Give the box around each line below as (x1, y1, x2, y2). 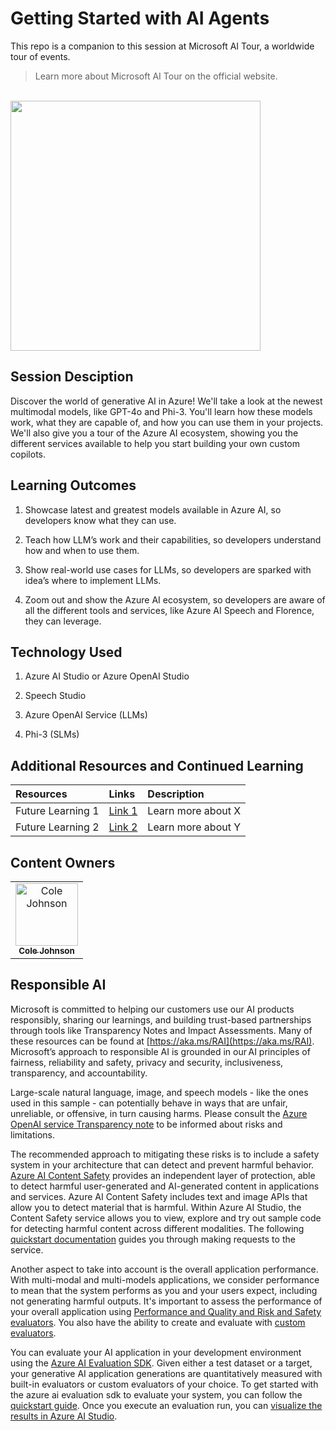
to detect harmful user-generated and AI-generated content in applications (10, 1180, 320, 1192)
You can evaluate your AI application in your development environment (10, 1346, 302, 1358)
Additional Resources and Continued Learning (10, 757, 304, 774)
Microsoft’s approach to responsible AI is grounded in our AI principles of (10, 1045, 311, 1057)
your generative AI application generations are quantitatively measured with (10, 1367, 323, 1379)
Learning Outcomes (10, 477, 137, 494)
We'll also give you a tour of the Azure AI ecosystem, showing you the (10, 427, 299, 439)
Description (147, 787, 205, 801)
